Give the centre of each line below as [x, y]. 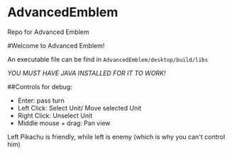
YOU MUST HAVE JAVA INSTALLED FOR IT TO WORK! [87, 73]
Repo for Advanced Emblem [49, 32]
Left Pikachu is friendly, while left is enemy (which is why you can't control [116, 137]
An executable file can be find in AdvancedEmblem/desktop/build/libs [108, 59]
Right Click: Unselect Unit [55, 115]
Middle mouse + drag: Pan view [64, 123]
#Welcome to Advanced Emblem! [56, 45]
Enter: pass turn [41, 101]
